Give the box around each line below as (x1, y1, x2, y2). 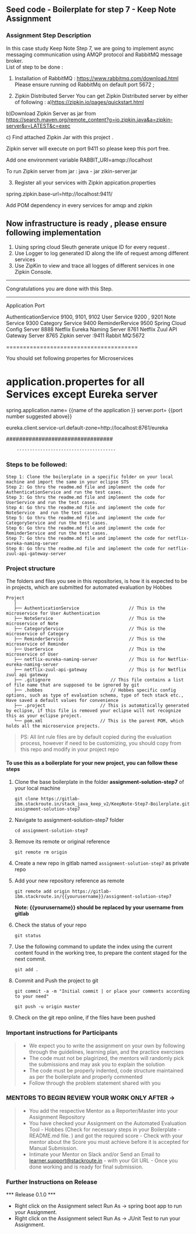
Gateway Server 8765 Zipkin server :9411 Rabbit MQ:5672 (6, 332, 145, 339)
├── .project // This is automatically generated (13, 702, 190, 709)
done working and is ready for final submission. (29, 1163, 144, 1170)
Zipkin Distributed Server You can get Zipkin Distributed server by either (14, 92, 188, 99)
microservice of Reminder (6, 641, 69, 647)
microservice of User (6, 652, 59, 657)
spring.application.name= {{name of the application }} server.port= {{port (6, 407, 183, 414)
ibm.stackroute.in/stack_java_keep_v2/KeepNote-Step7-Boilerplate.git (14, 801, 190, 807)
